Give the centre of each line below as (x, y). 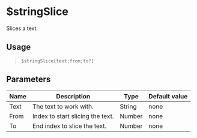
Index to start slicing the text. (73, 116)
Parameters (29, 79)
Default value (168, 96)
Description (73, 96)
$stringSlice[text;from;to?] (57, 61)
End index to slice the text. (69, 126)
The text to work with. (63, 106)
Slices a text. (22, 28)
